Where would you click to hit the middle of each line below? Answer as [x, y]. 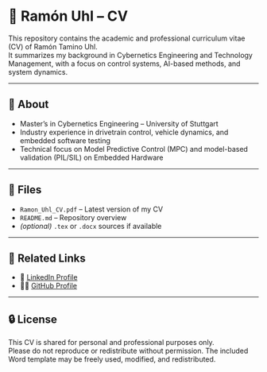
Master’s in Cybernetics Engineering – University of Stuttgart [119, 123]
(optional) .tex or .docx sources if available [91, 226]
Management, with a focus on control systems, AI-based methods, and [124, 64]
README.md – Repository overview [73, 217]
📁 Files [25, 190]
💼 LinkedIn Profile [48, 277]
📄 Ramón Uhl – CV [68, 16]
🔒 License [33, 319]
